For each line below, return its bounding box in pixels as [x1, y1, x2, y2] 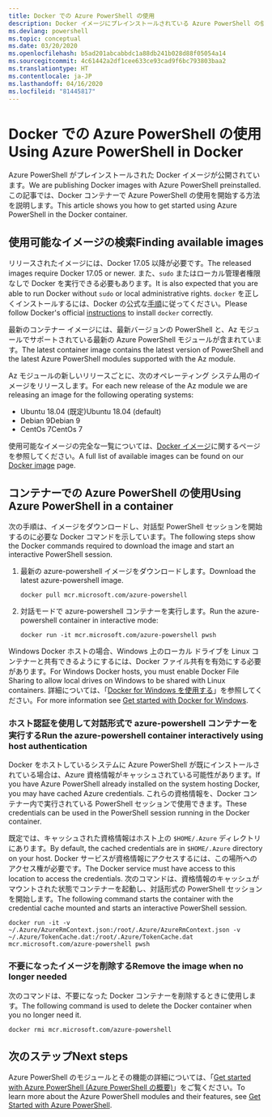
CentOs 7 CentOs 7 [19, 425, 83, 434]
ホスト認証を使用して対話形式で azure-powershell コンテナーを [8, 717, 257, 729]
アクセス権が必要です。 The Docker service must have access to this [8, 864, 236, 874]
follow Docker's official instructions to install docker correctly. [8, 308, 214, 318]
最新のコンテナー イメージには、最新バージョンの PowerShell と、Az [8, 325, 237, 335]
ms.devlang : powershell [8, 27, 89, 35]
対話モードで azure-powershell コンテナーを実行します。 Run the [19, 606, 236, 616]
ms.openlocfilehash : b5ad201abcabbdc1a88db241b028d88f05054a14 [8, 49, 227, 58]
